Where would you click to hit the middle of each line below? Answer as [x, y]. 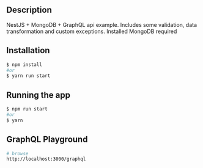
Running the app [38, 95]
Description [29, 10]
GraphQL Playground [47, 140]
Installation [28, 50]
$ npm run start [27, 109]
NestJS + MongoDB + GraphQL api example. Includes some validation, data [102, 24]
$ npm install [24, 64]
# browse [17, 153]
